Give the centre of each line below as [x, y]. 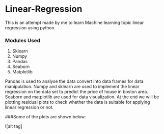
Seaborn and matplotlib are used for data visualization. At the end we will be [82, 97]
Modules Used [23, 40]
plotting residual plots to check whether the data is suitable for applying [78, 102]
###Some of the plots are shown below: [46, 117]
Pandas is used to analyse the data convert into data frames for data [74, 81]
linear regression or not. [29, 107]
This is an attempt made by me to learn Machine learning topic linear [74, 22]
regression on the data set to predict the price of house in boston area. [77, 92]
